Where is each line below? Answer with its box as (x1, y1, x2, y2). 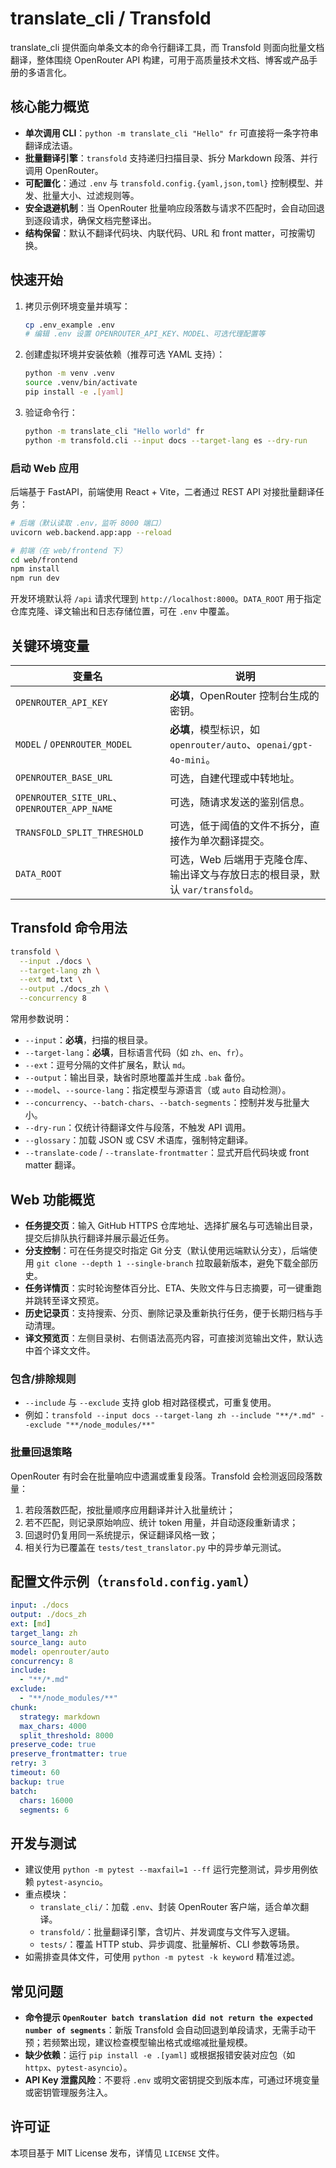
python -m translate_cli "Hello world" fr (24, 426, 205, 436)
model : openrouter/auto (10, 1647, 110, 1657)
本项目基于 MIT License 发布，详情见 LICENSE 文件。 (10, 2147, 225, 2159)
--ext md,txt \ (19, 975, 83, 985)
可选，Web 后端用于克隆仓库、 (169, 853, 315, 867)
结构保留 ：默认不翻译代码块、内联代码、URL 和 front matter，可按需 (24, 227, 307, 239)
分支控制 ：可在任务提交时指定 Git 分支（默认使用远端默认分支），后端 (24, 1244, 310, 1256)
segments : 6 (19, 1805, 70, 1815)
